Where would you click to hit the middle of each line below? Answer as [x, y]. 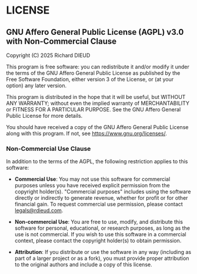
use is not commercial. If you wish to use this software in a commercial [100, 235]
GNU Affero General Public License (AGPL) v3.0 [95, 32]
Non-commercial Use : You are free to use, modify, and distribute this [99, 222]
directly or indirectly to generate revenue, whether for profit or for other [101, 198]
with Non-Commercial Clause [61, 41]
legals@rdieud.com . [39, 210]
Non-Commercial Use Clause [49, 148]
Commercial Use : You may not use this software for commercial [92, 179]
